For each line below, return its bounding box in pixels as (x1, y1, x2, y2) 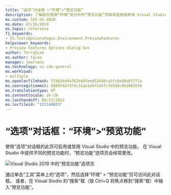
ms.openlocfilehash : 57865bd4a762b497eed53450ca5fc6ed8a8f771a (5, 78, 142, 83)
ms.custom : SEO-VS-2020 (5, 17, 56, 22)
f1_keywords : (5, 31, 33, 36)
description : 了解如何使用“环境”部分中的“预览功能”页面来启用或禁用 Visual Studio (5, 12, 167, 17)
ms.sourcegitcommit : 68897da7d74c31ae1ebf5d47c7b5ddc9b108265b (5, 83, 142, 88)
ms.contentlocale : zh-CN (5, 93, 58, 98)
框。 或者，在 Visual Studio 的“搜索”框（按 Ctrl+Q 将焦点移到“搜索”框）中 (5, 178, 159, 184)
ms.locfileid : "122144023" (5, 102, 63, 107)
